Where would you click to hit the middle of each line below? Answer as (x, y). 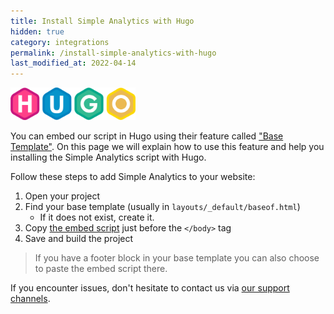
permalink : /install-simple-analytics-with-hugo (113, 53)
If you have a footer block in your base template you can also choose (177, 258)
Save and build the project (79, 239)
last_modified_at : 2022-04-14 (73, 63)
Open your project (62, 196)
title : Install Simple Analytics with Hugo (102, 21)
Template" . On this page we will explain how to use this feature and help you (167, 147)
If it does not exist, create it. (97, 217)
